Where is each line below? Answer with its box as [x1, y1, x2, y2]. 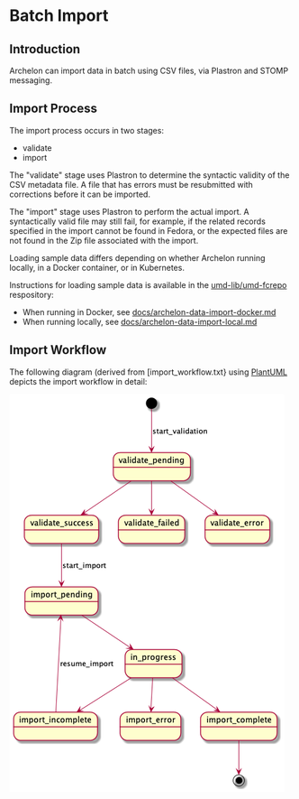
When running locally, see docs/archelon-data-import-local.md [22, 316, 258, 327]
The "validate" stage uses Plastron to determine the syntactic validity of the [9, 169, 290, 181]
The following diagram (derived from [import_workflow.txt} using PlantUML [9, 367, 288, 377]
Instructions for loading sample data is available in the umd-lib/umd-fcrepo [9, 279, 287, 290]
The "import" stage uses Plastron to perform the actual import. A [9, 206, 249, 217]
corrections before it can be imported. [9, 189, 151, 200]
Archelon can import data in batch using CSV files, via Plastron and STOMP [9, 65, 289, 76]
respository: [9, 289, 54, 300]
